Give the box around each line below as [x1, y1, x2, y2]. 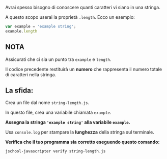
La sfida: [5, 86, 34, 94]
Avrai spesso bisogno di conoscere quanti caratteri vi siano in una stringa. [5, 5, 160, 10]
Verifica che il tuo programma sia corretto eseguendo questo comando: [5, 139, 160, 145]
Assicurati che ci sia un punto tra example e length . [5, 56, 112, 62]
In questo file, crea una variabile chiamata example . [5, 109, 112, 116]
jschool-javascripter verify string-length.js [5, 149, 106, 154]
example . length [5, 28, 38, 34]
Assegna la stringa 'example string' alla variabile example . [5, 119, 131, 125]
